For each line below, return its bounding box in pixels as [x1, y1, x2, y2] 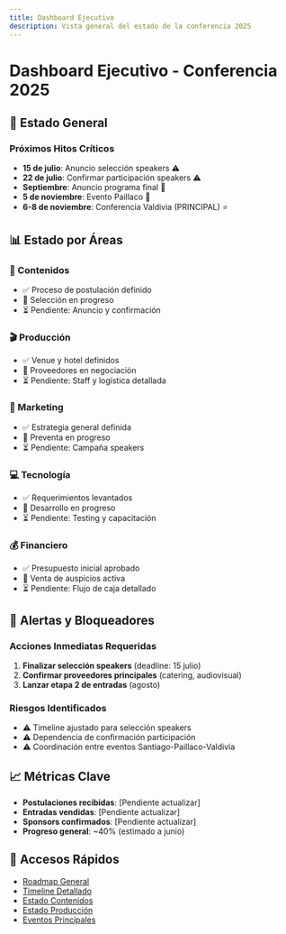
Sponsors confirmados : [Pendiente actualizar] [22, 817, 197, 828]
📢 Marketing [9, 401, 65, 414]
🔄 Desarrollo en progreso [22, 502, 116, 513]
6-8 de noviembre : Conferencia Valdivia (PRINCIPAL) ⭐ [22, 202, 228, 213]
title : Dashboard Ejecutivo [9, 13, 115, 23]
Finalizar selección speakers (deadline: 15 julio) [22, 660, 201, 671]
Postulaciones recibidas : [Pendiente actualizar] [22, 797, 201, 808]
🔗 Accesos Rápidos [9, 852, 120, 867]
